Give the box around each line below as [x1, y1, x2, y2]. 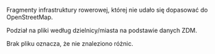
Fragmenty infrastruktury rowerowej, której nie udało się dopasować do [6, 6, 208, 14]
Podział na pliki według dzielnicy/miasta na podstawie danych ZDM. [6, 27, 198, 34]
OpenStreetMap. [6, 13, 53, 21]
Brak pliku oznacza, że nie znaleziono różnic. [6, 40, 134, 47]
